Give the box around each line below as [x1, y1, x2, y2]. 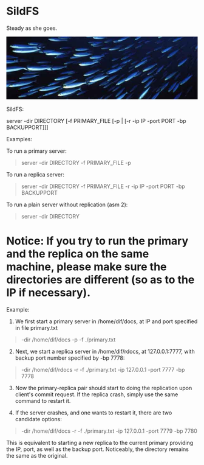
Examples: [6, 136, 32, 143]
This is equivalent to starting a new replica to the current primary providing [6, 439, 194, 447]
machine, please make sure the [6, 260, 167, 274]
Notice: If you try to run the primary [6, 234, 189, 248]
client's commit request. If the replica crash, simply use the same [15, 391, 178, 398]
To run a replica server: [6, 171, 65, 178]
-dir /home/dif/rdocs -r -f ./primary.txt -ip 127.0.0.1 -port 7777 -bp [21, 366, 185, 374]
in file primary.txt [15, 324, 58, 332]
